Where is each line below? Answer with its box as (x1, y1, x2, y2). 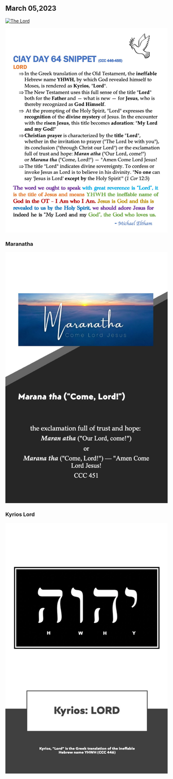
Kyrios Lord (5, 511, 35, 518)
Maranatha (5, 240, 33, 247)
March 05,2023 (5, 4, 57, 13)
